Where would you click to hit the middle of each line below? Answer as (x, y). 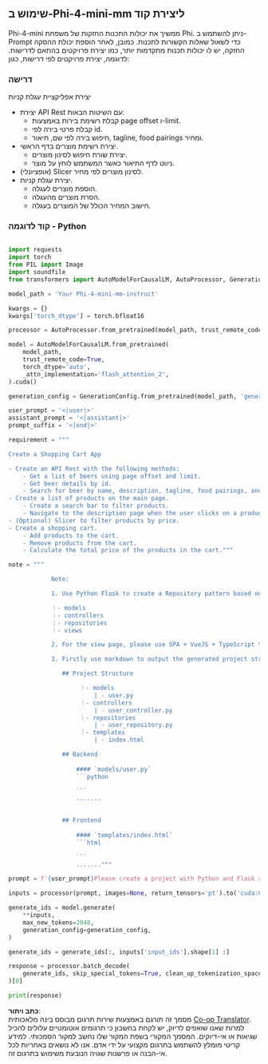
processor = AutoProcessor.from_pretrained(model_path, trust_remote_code (135, 330)
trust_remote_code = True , (64, 359)
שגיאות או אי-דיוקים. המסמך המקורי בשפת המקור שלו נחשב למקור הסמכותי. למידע (133, 1036)
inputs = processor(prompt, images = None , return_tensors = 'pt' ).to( (123, 893)
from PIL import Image (46, 265)
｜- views (66, 630)
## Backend (80, 755)
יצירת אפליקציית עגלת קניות (50, 97)
